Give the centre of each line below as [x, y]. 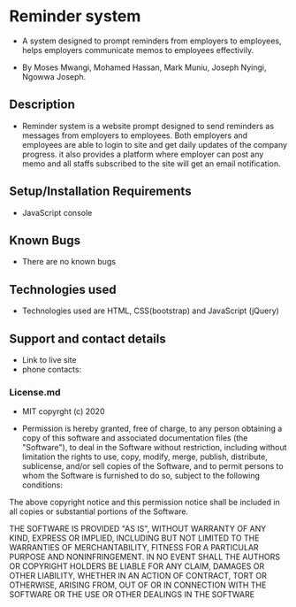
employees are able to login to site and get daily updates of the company [155, 144]
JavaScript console [57, 212]
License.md [35, 392]
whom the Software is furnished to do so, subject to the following [141, 476]
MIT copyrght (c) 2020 [63, 411]
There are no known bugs [69, 262]
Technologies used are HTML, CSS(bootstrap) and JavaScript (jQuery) [151, 311]
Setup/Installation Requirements [100, 192]
